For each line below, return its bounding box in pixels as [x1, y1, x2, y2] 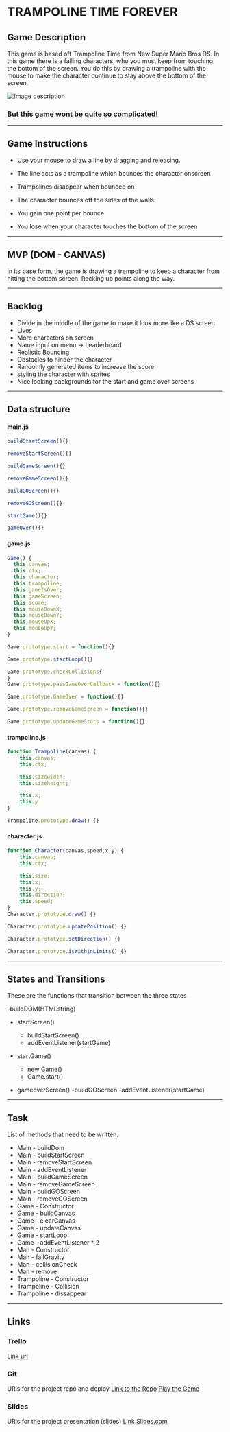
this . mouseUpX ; [13, 618, 57, 625]
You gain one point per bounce [16, 209, 105, 218]
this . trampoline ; [13, 580, 63, 587]
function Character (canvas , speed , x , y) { [7, 847, 125, 854]
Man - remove [16, 1267, 57, 1276]
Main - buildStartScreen [16, 1151, 85, 1160]
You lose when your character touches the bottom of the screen [16, 222, 198, 231]
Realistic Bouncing [16, 348, 70, 356]
